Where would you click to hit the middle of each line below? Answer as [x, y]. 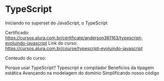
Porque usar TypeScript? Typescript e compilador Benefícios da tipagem [80, 68]
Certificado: [17, 32]
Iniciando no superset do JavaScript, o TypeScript [56, 23]
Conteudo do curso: [26, 58]
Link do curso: [63, 43]
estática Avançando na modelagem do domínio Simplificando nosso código [82, 73]
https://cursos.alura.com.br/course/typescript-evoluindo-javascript [74, 48]
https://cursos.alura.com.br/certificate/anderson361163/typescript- [74, 38]
